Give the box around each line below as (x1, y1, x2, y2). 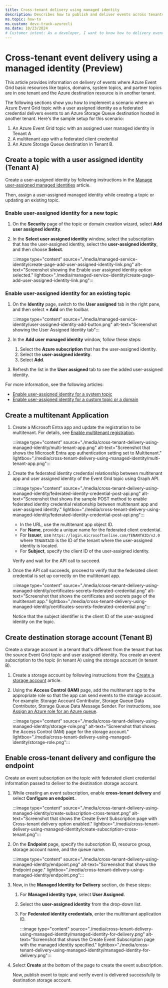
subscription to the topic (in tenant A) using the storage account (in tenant (5, 657, 158, 663)
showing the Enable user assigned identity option (49, 267, 151, 273)
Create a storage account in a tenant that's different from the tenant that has (5, 646, 162, 652)
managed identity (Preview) (5, 63, 123, 74)
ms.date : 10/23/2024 (5, 26, 48, 31)
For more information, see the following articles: (5, 381, 104, 387)
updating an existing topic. (5, 197, 60, 203)
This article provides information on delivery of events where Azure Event (5, 79, 157, 85)
